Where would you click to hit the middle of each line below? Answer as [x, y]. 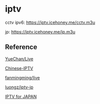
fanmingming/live [22, 78]
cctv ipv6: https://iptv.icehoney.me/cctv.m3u [50, 22]
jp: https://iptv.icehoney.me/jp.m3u [40, 32]
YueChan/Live [19, 59]
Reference [21, 47]
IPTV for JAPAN [21, 96]
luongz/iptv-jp [19, 87]
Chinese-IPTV [19, 68]
